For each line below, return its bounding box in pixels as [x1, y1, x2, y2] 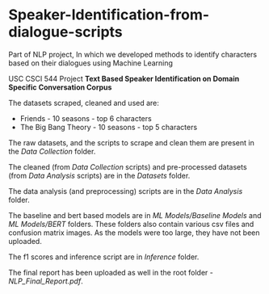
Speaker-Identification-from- [8, 6, 210, 24]
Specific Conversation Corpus [8, 82, 112, 92]
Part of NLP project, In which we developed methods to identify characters [8, 49, 257, 59]
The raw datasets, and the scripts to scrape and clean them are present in [8, 137, 254, 147]
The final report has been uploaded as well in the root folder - [8, 267, 214, 277]
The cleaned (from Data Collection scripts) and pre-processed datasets [8, 162, 248, 171]
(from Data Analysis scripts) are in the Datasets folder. [8, 170, 191, 180]
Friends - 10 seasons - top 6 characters [19, 113, 152, 123]
